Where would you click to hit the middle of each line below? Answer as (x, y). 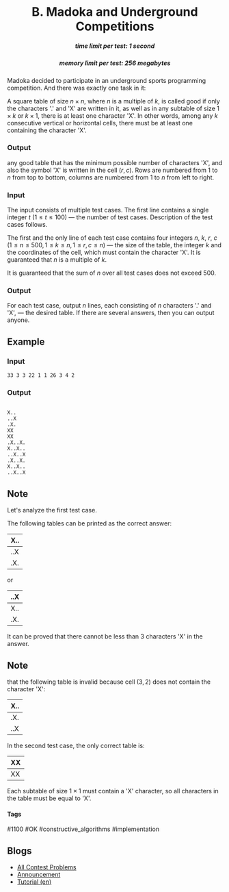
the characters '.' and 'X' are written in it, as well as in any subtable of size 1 (113, 108)
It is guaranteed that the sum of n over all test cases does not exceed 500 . (112, 273)
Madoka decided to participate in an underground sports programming (107, 80)
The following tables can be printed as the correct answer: (90, 523)
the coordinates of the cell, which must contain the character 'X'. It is (104, 252)
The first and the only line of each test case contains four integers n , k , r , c (112, 238)
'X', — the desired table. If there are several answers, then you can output (111, 313)
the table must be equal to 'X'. (49, 798)
